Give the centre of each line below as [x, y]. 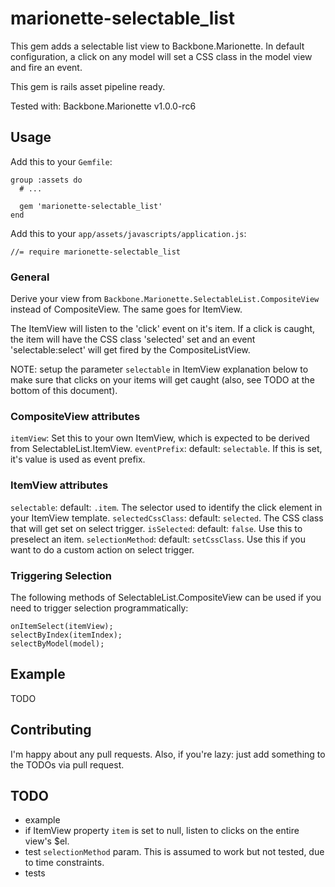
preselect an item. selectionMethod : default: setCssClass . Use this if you [158, 539]
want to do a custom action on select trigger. [102, 549]
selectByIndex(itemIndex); [66, 635]
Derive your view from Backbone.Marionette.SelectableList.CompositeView [165, 299]
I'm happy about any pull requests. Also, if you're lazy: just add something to [168, 754]
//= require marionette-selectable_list [96, 252]
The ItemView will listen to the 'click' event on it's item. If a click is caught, [163, 329]
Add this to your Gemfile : [61, 161]
